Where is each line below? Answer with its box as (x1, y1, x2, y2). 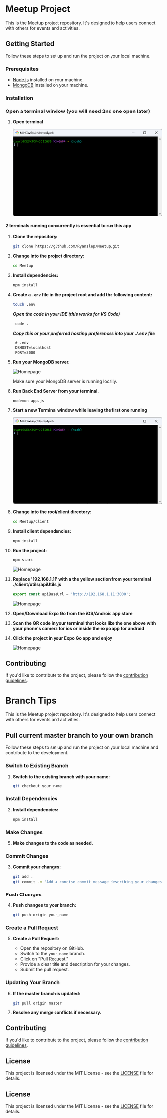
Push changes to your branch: (12, 902, 76, 908)
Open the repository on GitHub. (20, 945, 85, 951)
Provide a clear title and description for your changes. (20, 961, 130, 967)
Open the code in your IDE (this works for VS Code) (12, 311, 120, 317)
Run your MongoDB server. (12, 359, 70, 365)
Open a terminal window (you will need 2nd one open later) (5, 108, 150, 114)
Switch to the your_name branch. (20, 951, 86, 957)
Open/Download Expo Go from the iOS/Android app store (12, 610, 133, 616)
